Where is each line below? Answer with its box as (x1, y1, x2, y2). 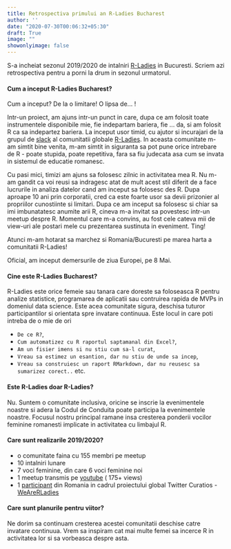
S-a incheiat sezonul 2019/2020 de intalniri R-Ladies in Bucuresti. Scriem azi (7, 62, 225, 69)
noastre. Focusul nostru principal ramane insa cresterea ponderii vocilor (7, 413, 212, 421)
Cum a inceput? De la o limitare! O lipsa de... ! (7, 100, 137, 108)
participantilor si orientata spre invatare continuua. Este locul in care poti (7, 309, 214, 318)
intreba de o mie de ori (7, 317, 72, 325)
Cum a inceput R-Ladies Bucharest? (7, 84, 112, 93)
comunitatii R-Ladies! (7, 243, 68, 251)
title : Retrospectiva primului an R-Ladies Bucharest (7, 10, 165, 17)
